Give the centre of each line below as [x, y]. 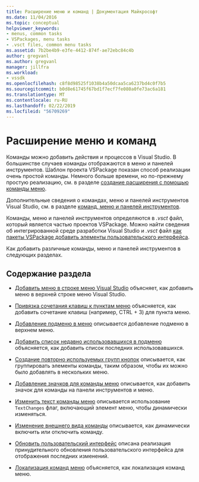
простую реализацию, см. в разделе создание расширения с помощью [97, 183]
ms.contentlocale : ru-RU [37, 100]
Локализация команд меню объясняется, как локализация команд [100, 468]
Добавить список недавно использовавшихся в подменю [88, 342]
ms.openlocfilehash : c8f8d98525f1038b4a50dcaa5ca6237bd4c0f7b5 [86, 84]
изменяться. [31, 414]
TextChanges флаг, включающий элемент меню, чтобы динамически [101, 408]
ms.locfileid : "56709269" [38, 111]
